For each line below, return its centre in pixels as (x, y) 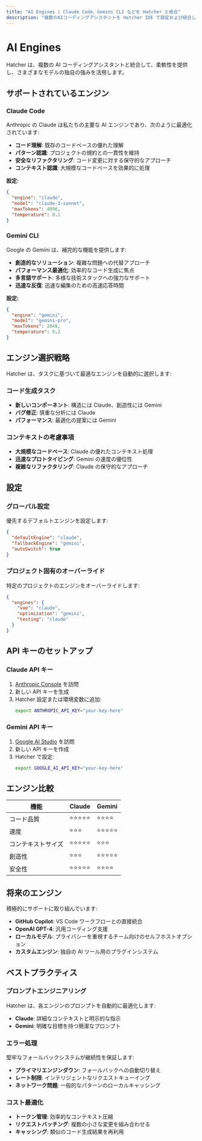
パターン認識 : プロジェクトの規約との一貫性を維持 (77, 153)
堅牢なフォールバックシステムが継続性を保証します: (70, 1058)
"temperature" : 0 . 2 (36, 332)
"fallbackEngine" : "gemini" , (48, 543)
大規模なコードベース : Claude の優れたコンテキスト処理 (84, 451)
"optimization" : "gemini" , (51, 614)
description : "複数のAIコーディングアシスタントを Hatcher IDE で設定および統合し (101, 18)
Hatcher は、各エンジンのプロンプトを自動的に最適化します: (81, 1005)
